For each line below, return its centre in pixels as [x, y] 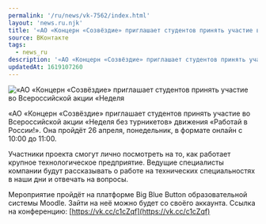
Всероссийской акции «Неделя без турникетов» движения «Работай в [128, 121]
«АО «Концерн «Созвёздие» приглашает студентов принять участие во [129, 113]
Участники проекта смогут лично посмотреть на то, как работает [120, 154]
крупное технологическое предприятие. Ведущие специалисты [116, 162]
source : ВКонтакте [38, 38]
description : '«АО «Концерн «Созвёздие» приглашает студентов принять [127, 60]
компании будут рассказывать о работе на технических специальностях [132, 170]
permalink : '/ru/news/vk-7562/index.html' [79, 15]
